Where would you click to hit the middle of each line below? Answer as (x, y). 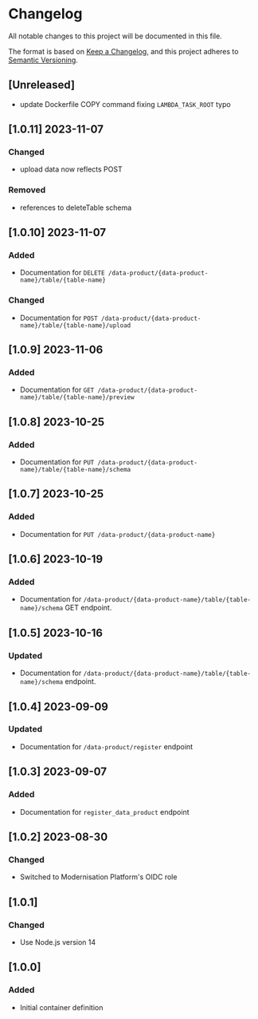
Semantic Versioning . (43, 60)
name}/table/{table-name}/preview (77, 397)
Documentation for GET (57, 390)
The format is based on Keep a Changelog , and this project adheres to (123, 51)
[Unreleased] (42, 85)
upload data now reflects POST (71, 169)
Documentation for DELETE (62, 273)
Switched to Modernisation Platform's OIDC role (98, 877)
